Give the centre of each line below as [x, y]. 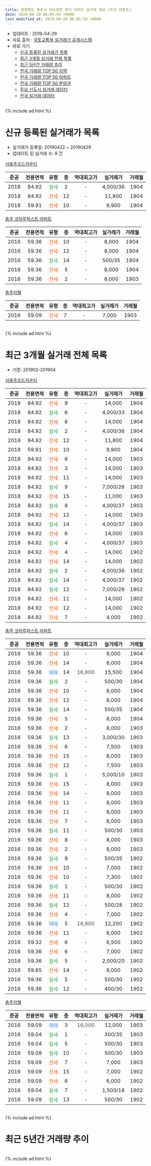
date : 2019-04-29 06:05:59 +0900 [40, 14]
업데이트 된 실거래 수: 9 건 [38, 153]
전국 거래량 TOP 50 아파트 [45, 77]
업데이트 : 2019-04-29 [35, 34]
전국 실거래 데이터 [37, 96]
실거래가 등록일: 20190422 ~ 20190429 [52, 147]
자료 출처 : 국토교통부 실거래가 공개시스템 [52, 40]
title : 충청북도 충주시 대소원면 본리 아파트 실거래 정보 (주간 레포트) [68, 10]
